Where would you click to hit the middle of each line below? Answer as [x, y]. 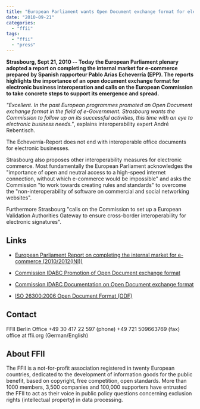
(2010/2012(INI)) [63, 261]
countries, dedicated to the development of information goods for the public [99, 374]
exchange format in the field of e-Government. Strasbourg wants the [91, 111]
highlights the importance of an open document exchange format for [93, 80]
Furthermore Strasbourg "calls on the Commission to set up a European [94, 209]
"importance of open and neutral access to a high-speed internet [86, 172]
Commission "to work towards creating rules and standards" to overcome [96, 185]
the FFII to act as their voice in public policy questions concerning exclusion [99, 394]
